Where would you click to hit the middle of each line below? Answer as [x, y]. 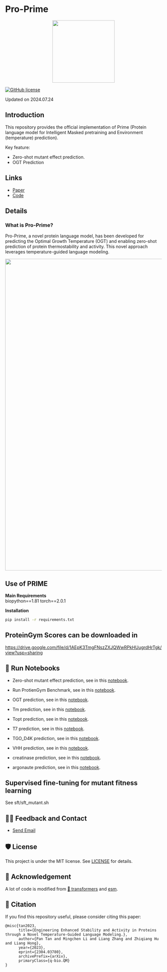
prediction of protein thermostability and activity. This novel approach [77, 247]
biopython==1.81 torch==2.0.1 [36, 601]
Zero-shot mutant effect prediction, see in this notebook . [70, 680]
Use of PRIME [27, 584]
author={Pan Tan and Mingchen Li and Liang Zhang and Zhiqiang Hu [88, 939]
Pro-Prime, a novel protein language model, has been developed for [75, 236]
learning [18, 791]
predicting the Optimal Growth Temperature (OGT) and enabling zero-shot [81, 241]
